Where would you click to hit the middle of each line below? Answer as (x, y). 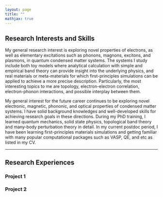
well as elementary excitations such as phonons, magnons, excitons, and (78, 55)
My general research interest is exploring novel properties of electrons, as (79, 50)
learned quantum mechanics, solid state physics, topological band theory (78, 122)
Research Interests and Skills (50, 38)
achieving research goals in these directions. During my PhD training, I (75, 117)
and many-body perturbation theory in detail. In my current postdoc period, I (81, 127)
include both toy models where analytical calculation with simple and (74, 66)
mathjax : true (19, 19)
